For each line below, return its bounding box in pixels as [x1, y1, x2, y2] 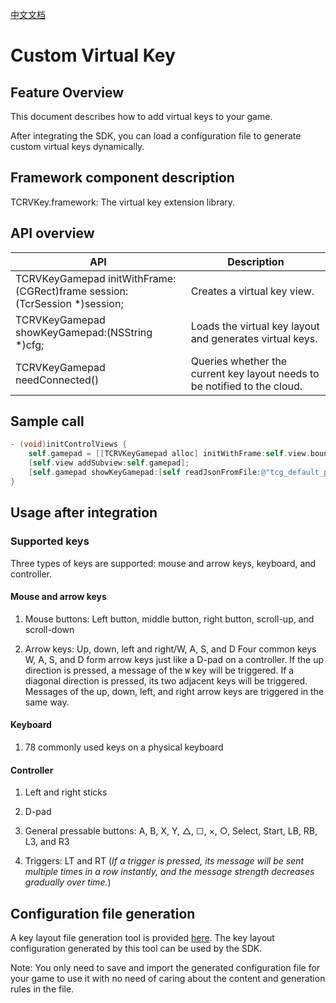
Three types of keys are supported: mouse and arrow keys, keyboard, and [10, 557, 317, 569]
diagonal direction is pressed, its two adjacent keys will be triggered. [24, 674, 308, 687]
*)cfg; [15, 338, 45, 352]
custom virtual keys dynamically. [10, 141, 145, 152]
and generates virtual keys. [190, 331, 318, 345]
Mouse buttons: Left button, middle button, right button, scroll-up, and [24, 613, 315, 625]
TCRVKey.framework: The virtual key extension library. [10, 196, 236, 208]
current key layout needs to [190, 366, 320, 380]
